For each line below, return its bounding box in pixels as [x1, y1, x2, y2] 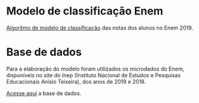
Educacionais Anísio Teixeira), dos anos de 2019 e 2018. [6, 78, 146, 85]
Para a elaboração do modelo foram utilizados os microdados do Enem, [6, 65, 184, 72]
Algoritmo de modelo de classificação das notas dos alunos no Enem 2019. [6, 24, 194, 31]
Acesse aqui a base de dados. [6, 89, 82, 97]
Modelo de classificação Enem [6, 4, 163, 18]
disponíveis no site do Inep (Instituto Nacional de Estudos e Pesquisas [6, 71, 181, 79]
